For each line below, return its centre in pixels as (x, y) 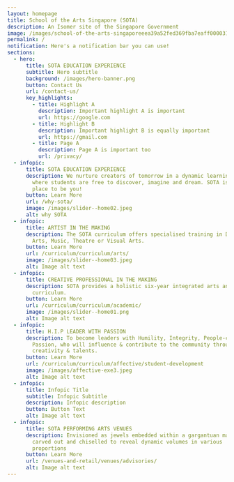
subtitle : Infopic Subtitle (67, 396)
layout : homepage (32, 14)
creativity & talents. (65, 351)
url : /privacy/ (60, 157)
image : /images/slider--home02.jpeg (79, 209)
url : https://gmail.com (73, 137)
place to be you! (57, 189)
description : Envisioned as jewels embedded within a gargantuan (122, 435)
